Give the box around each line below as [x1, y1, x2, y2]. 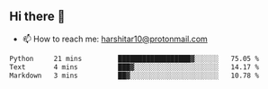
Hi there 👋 [9, 9, 66, 24]
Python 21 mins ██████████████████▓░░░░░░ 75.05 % [9, 54, 259, 63]
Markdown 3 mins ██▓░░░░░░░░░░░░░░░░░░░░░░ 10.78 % [9, 71, 259, 80]
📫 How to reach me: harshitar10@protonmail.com [22, 33, 209, 44]
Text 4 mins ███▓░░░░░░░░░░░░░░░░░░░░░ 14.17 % [9, 62, 259, 72]
